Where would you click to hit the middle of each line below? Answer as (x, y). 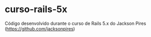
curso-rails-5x (36, 9)
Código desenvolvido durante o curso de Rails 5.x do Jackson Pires (75, 23)
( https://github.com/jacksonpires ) (40, 28)
